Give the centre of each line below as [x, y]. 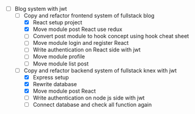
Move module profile [59, 56]
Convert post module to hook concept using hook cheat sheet [111, 36]
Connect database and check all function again [92, 104]
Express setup [51, 77]
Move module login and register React [81, 43]
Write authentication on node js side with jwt [89, 98]
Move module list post [61, 64]
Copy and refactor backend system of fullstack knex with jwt [100, 70]
